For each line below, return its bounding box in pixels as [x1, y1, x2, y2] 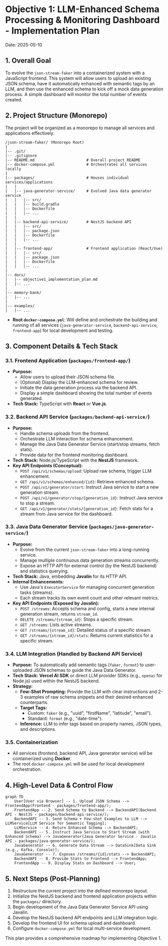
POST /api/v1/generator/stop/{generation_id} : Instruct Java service [20, 494, 163, 501]
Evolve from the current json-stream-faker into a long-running [20, 546, 149, 553]
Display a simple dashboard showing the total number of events [20, 390, 152, 396]
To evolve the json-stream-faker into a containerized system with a [5, 70, 145, 76]
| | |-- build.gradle [5, 202, 59, 207]
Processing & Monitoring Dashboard [5, 14, 160, 26]
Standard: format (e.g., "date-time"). [27, 716, 103, 722]
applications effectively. [5, 130, 54, 136]
